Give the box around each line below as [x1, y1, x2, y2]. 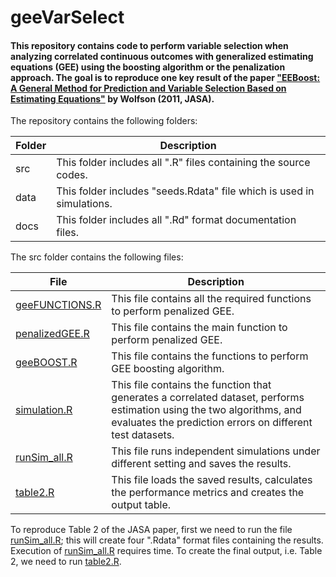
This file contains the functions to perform [111, 349, 309, 363]
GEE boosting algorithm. [111, 362, 225, 376]
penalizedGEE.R [15, 327, 90, 341]
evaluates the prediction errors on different [111, 416, 313, 430]
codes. [56, 168, 88, 182]
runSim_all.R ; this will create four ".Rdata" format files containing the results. [10, 534, 324, 546]
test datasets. [111, 428, 175, 442]
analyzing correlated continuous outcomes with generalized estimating [10, 50, 314, 62]
